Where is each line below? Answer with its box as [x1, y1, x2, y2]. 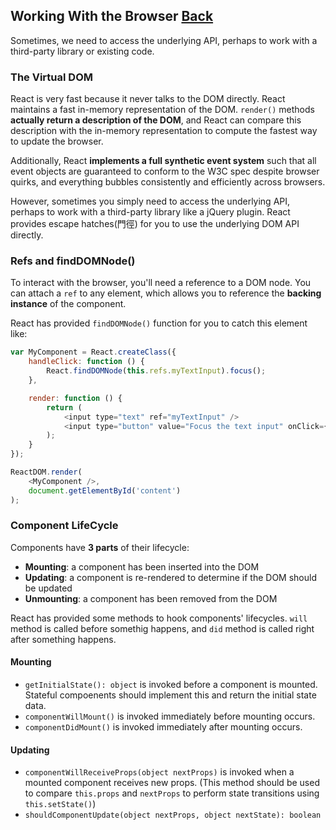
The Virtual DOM [10, 70, 93, 84]
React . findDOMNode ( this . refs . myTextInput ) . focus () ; [46, 366, 267, 376]
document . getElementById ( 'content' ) [28, 485, 182, 496]
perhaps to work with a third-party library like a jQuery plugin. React [10, 206, 291, 218]
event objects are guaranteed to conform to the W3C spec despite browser [10, 165, 320, 178]
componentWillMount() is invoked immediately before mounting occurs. [24, 710, 316, 723]
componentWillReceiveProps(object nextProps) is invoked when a [24, 766, 295, 778]
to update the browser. [10, 135, 104, 148]
